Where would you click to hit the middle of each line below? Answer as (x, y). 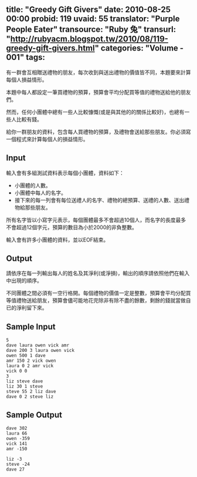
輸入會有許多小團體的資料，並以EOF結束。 (57, 240)
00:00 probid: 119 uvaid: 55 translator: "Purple (93, 19)
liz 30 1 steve (25, 387)
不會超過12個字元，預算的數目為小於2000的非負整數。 (72, 227)
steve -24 (18, 464)
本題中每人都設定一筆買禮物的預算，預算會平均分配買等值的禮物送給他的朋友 (98, 92)
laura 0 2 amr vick (30, 366)
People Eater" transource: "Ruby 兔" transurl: (91, 30)
